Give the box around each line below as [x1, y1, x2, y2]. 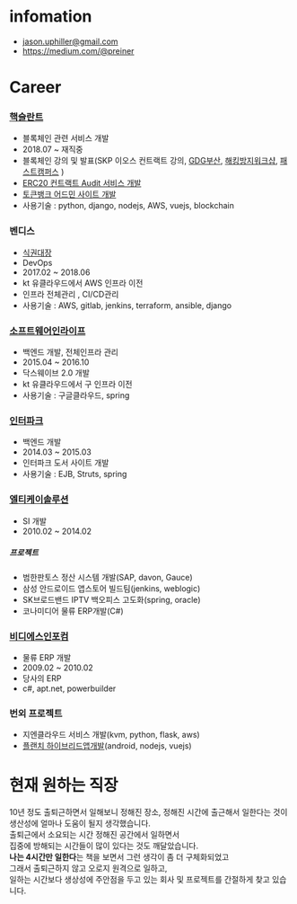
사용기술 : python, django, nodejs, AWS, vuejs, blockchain [22, 200, 235, 211]
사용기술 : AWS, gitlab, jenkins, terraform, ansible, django [22, 299, 231, 311]
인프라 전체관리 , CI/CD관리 [22, 288, 119, 299]
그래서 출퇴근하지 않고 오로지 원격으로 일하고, [9, 863, 168, 873]
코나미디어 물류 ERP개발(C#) [22, 605, 124, 616]
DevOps [22, 257, 53, 268]
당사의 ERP [22, 672, 62, 684]
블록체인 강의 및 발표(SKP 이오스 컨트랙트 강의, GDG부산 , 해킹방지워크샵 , [22, 155, 278, 166]
